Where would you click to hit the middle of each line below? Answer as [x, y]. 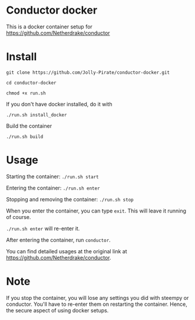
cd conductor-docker [32, 83]
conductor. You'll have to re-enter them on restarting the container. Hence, [97, 304]
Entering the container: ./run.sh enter [53, 188]
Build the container [29, 126]
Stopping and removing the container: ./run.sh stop [70, 199]
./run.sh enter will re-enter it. [43, 228]
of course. [19, 217]
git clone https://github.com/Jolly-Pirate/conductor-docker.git [88, 72]
